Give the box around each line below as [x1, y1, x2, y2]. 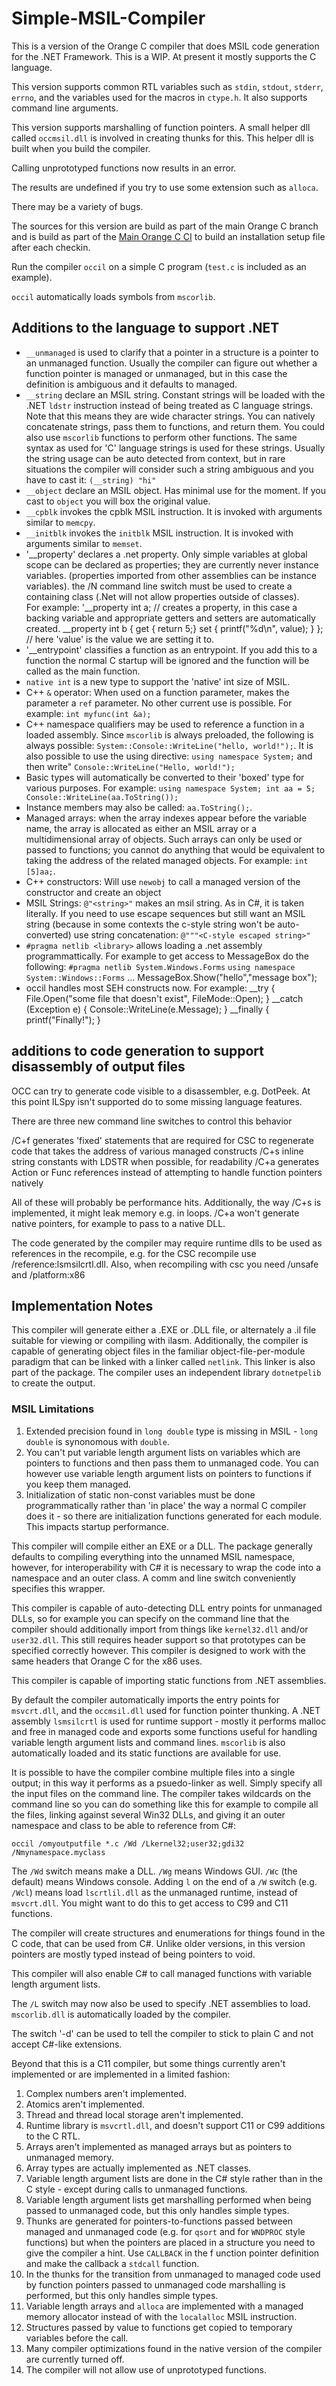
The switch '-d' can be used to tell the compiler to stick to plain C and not [11, 2027, 314, 2039]
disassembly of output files [11, 1058, 186, 1076]
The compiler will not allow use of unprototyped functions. [25, 2363, 267, 2376]
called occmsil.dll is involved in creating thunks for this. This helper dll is [11, 132, 314, 144]
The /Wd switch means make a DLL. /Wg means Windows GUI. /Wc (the [11, 1865, 298, 1877]
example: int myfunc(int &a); [25, 707, 152, 719]
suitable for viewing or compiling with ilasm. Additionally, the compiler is [11, 1335, 309, 1347]
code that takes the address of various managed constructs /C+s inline [11, 1145, 304, 1157]
